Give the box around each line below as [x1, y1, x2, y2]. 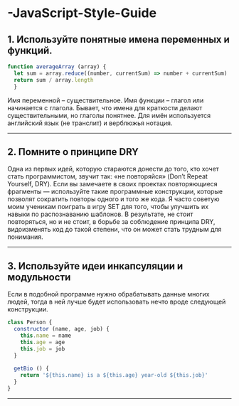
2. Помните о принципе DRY [7, 146, 139, 158]
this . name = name [20, 332, 72, 339]
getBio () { [14, 365, 50, 373]
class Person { [7, 319, 53, 326]
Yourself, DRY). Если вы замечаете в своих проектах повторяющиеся [7, 180, 218, 188]
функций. [7, 44, 53, 56]
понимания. [7, 233, 44, 241]
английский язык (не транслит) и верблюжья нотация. [7, 119, 173, 127]
